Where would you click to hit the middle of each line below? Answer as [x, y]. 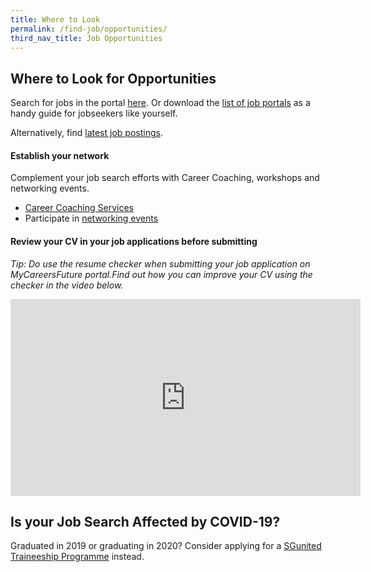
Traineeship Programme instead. [77, 557]
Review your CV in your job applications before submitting [134, 241]
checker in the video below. [67, 285]
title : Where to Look [55, 19]
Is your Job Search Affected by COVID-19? [145, 521]
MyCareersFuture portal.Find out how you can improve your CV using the [161, 274]
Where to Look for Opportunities [113, 78]
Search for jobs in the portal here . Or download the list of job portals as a [160, 103]
